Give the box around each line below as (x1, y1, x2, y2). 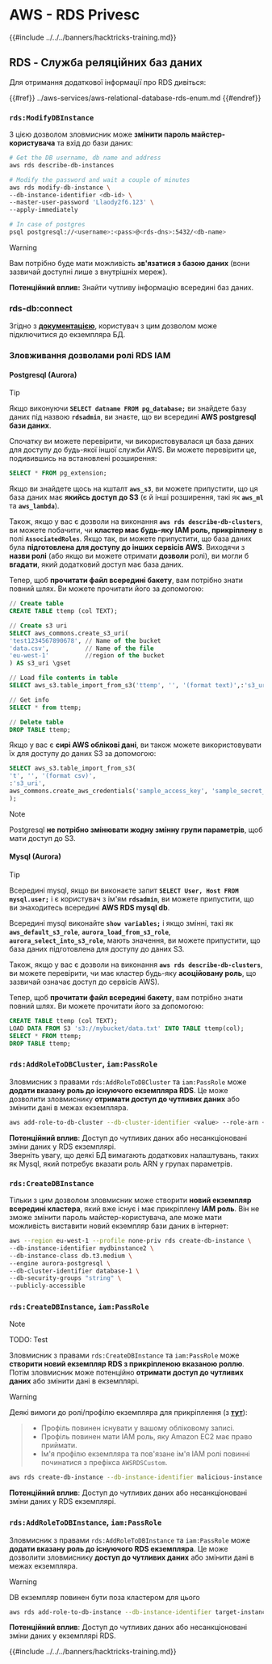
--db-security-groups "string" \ (9, 1274, 122, 1282)
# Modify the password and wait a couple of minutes (9, 175, 190, 184)
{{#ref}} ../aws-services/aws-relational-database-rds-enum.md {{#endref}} (9, 93, 262, 103)
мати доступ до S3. (9, 833, 76, 843)
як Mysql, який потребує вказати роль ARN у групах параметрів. (9, 1159, 233, 1168)
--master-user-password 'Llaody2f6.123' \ (9, 198, 154, 207)
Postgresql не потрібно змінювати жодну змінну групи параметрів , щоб (9, 825, 263, 834)
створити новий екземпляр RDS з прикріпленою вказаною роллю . (9, 1359, 245, 1369)
